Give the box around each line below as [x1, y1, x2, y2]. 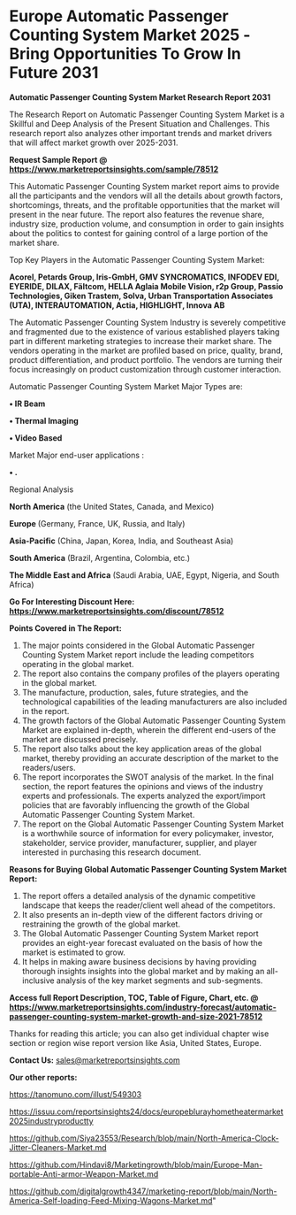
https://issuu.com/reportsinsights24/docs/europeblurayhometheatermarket [9, 1106, 285, 1117]
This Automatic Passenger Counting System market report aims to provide [9, 181, 280, 191]
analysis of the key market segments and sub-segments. [56, 975, 263, 986]
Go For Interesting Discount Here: [9, 596, 135, 607]
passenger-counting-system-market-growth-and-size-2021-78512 [9, 1011, 263, 1021]
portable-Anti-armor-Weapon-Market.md [9, 1168, 159, 1179]
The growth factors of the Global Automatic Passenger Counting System [21, 715, 285, 726]
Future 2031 [9, 63, 99, 83]
